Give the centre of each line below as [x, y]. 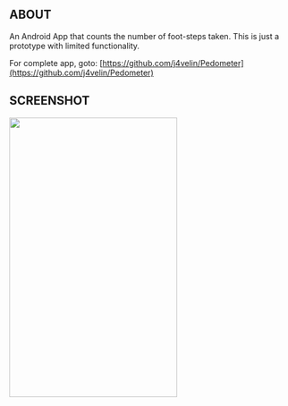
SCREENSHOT [50, 101]
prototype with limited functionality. [75, 46]
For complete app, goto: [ [56, 63]
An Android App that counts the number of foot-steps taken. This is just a [144, 36]
